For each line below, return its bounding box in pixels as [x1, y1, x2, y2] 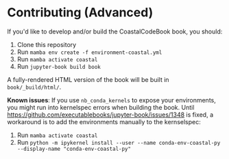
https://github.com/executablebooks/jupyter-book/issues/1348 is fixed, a [7, 111, 214, 119]
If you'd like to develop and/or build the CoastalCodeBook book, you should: [7, 27, 223, 35]
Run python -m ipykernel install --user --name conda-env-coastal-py [16, 138, 221, 146]
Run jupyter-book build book [16, 62, 101, 70]
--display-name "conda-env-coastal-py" [16, 145, 132, 152]
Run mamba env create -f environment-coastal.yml [16, 48, 162, 56]
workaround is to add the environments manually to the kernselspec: [7, 117, 201, 126]
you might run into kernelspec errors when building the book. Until [7, 103, 195, 111]
